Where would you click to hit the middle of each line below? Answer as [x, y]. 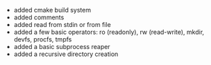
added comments [39, 17]
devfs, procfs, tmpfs [43, 39]
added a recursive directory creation [66, 54]
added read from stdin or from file [62, 25]
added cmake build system [52, 10]
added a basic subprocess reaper [62, 47]
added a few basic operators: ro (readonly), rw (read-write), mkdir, [109, 32]
